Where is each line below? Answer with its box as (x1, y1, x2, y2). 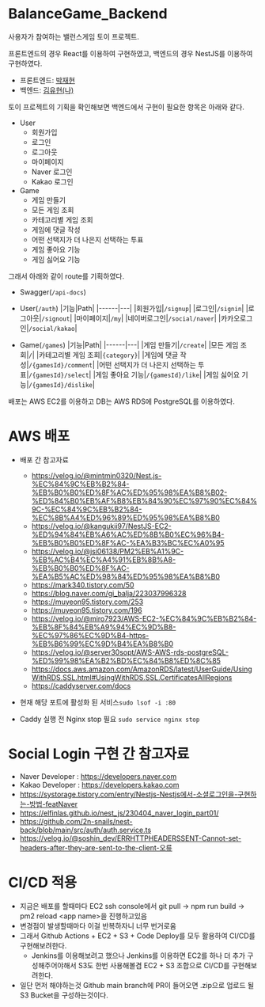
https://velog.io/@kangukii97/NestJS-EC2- (31, 521, 172, 530)
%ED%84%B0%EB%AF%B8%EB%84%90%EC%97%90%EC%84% (31, 496, 257, 505)
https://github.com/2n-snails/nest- (19, 816, 133, 826)
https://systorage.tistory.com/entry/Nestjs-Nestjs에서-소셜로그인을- (19, 789, 238, 799)
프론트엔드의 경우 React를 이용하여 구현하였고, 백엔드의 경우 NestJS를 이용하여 (8, 48, 253, 58)
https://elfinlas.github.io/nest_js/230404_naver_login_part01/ (19, 808, 219, 818)
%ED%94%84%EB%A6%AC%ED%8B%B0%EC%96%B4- (31, 530, 225, 539)
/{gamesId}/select (28, 371, 89, 379)
